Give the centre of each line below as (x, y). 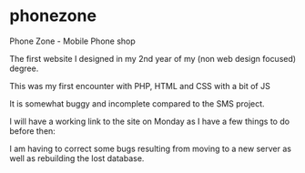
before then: (33, 131)
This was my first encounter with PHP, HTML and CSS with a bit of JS (140, 86)
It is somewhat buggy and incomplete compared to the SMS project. (137, 103)
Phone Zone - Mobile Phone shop (73, 41)
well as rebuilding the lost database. (77, 158)
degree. (24, 68)
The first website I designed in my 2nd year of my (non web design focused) (153, 58)
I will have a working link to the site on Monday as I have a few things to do (149, 121)
